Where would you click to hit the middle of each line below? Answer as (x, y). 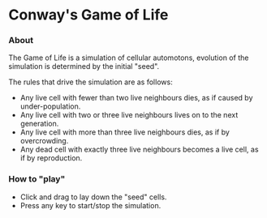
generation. (39, 124)
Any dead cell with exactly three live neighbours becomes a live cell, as (139, 150)
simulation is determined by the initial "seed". (84, 66)
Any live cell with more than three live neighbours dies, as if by (125, 132)
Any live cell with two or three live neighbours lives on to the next (129, 115)
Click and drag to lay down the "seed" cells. (93, 197)
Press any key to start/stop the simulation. (90, 205)
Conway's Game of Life (88, 15)
